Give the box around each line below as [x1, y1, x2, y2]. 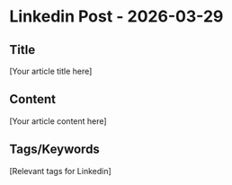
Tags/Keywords [9, 142, 101, 157]
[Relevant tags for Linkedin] [9, 165, 112, 176]
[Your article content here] [9, 115, 107, 127]
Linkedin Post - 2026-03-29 [9, 6, 224, 27]
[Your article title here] [9, 66, 93, 76]
